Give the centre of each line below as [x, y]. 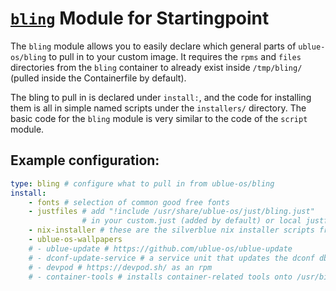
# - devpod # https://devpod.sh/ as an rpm [120, 267]
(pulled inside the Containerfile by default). [98, 78]
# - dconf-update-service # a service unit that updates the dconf [171, 258]
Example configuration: [85, 160]
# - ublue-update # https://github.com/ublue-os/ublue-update [160, 248]
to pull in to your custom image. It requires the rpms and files [175, 56]
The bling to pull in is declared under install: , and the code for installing [161, 97]
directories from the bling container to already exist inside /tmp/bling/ [156, 67]
